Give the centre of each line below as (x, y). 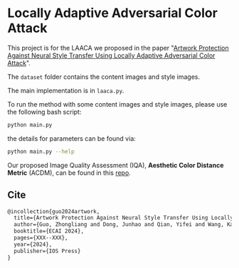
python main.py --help (41, 151)
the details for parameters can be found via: (72, 138)
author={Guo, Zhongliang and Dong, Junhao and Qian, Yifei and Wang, (119, 225)
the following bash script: (44, 112)
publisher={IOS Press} (47, 251)
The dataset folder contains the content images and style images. (104, 77)
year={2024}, (33, 244)
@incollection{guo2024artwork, (54, 211)
